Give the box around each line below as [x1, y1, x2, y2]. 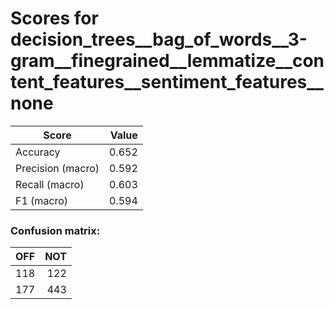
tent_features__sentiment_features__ [10, 71, 324, 94]
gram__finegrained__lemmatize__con [10, 50, 325, 72]
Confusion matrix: [10, 223, 101, 237]
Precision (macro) [15, 161, 100, 175]
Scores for [10, 7, 99, 30]
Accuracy [15, 145, 61, 159]
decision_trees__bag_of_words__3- [10, 28, 308, 51]
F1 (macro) [15, 193, 69, 207]
